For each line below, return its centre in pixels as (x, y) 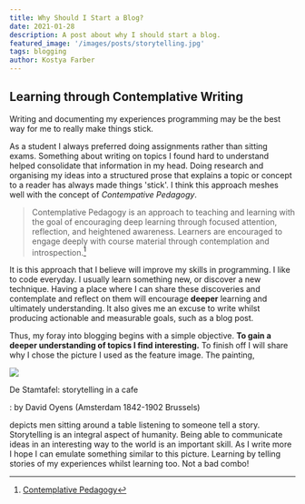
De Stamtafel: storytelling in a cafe (74, 390)
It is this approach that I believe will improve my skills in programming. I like (150, 270)
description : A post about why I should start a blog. (115, 35)
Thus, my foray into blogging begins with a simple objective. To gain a (141, 336)
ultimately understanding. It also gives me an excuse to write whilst (135, 308)
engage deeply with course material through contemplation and (150, 241)
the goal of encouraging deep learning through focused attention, (154, 222)
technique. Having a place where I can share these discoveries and (135, 289)
